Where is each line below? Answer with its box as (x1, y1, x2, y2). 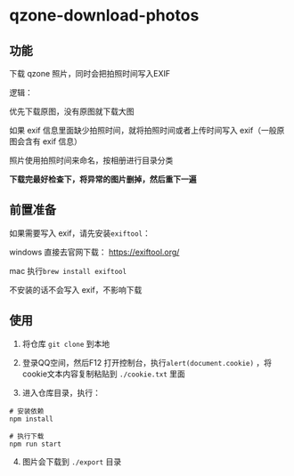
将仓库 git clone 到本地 (21, 338, 110, 349)
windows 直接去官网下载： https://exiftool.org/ (9, 246, 180, 257)
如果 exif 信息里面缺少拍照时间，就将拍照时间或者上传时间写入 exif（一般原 (9, 125, 285, 135)
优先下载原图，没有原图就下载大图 (9, 106, 135, 117)
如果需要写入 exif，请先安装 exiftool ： (9, 228, 151, 238)
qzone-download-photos (9, 5, 200, 26)
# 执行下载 (9, 432, 45, 440)
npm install (9, 415, 53, 424)
